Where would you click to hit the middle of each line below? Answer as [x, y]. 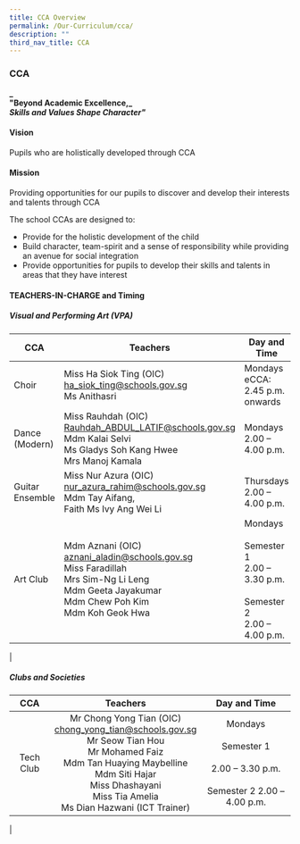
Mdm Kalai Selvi [97, 439]
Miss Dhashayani [125, 785]
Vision [21, 133]
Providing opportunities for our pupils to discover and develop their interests [150, 192]
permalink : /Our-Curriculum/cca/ [71, 26]
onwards [262, 401]
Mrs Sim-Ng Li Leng [107, 579]
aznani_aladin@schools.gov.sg [129, 556]
